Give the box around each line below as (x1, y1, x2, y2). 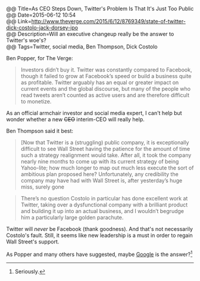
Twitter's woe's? (6, 37, 46, 44)
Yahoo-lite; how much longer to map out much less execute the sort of (20, 164, 194, 171)
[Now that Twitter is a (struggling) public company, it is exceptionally (20, 139, 189, 146)
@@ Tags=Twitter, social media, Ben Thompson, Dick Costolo (6, 43, 158, 50)
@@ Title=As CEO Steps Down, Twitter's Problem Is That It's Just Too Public (6, 5, 194, 12)
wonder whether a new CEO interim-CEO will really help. (6, 116, 145, 123)
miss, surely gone (20, 183, 64, 190)
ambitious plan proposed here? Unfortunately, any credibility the (20, 171, 179, 178)
